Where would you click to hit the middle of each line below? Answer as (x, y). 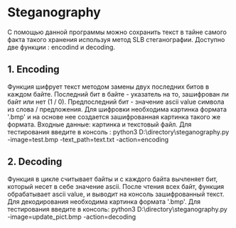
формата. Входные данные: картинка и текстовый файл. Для (100, 124)
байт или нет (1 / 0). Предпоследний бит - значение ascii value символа (116, 102)
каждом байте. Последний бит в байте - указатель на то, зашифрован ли (118, 94)
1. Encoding (33, 69)
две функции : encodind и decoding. (61, 47)
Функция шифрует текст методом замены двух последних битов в (108, 87)
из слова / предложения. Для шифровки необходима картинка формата (117, 109)
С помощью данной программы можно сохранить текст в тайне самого (117, 32)
